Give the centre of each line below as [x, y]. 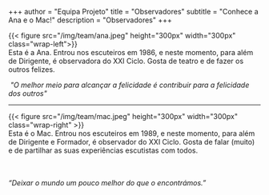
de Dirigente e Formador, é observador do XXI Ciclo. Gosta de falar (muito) [132, 142]
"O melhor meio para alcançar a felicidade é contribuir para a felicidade [130, 85]
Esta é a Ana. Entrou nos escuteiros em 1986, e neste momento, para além [131, 52]
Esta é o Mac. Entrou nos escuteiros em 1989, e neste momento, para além [132, 133]
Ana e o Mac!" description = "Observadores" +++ [90, 20]
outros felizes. [32, 70]
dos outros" [28, 94]
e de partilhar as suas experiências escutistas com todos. [103, 150]
